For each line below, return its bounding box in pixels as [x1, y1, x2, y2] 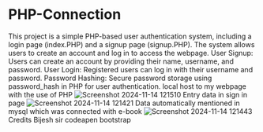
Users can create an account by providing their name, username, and [8, 57, 235, 66]
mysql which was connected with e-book [8, 106, 142, 115]
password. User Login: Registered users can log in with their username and [8, 64, 254, 74]
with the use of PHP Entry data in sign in [8, 90, 247, 99]
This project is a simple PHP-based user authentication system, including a [8, 31, 252, 41]
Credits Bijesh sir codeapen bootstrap [8, 115, 132, 124]
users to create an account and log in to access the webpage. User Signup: [8, 48, 254, 57]
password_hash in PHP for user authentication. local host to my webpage [8, 81, 246, 91]
